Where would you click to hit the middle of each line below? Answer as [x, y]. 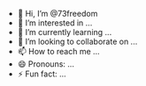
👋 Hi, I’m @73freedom [58, 14]
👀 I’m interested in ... [55, 23]
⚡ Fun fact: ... [42, 74]
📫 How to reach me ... [58, 51]
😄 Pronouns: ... [46, 64]
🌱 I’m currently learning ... [65, 32]
